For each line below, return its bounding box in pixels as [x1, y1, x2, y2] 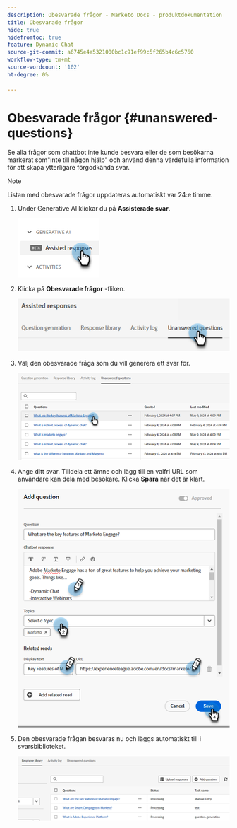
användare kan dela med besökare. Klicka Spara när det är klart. [17, 474, 205, 484]
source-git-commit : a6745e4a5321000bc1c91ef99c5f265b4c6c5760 [7, 49, 194, 56]
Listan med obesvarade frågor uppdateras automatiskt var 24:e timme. [7, 191, 213, 199]
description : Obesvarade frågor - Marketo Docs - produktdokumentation [7, 11, 222, 18]
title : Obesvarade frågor [7, 18, 83, 26]
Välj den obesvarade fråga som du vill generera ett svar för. [17, 359, 190, 368]
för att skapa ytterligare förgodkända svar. [7, 163, 130, 172]
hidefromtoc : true [7, 34, 61, 41]
